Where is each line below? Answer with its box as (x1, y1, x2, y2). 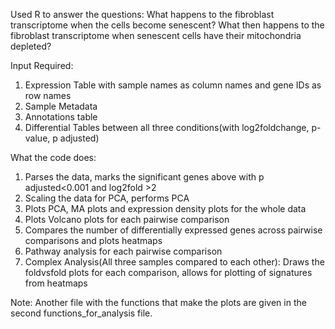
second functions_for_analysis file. (10, 307, 153, 319)
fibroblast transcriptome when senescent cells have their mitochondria (10, 30, 302, 41)
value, (24, 132, 51, 144)
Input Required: (10, 60, 74, 71)
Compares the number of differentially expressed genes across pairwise (24, 224, 323, 236)
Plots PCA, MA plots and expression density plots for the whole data (24, 203, 307, 214)
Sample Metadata (24, 100, 98, 112)
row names (24, 90, 72, 101)
